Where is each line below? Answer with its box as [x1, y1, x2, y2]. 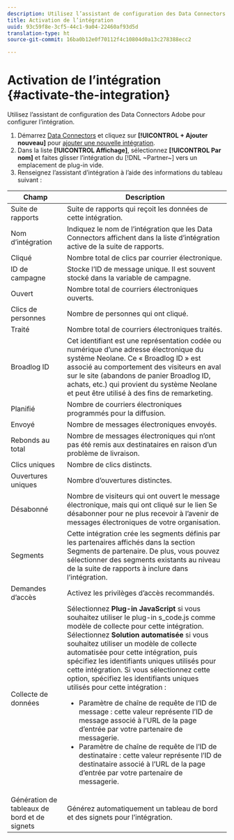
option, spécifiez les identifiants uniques [67, 674, 199, 684]
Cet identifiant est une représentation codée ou [67, 336, 221, 346]
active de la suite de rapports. [67, 242, 164, 251]
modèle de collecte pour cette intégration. [67, 621, 204, 631]
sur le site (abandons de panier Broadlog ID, [67, 371, 211, 381]
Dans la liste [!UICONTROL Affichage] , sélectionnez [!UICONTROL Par [17, 146, 221, 154]
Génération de [10, 795, 58, 805]
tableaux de [10, 804, 50, 813]
